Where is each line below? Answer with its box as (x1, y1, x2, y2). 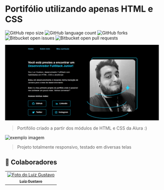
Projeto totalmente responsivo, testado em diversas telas (17, 144, 132, 150)
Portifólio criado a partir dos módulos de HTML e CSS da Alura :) (17, 125, 147, 131)
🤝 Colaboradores (5, 158, 58, 166)
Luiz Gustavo (19, 179, 42, 184)
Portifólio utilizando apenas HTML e (5, 3, 153, 15)
